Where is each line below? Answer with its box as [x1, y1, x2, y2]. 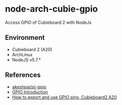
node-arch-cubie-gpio [5, 3, 98, 15]
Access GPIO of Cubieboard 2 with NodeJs [5, 19, 92, 25]
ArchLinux [12, 52, 33, 57]
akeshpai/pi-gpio [12, 84, 47, 89]
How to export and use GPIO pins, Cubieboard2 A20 [12, 94, 117, 100]
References [5, 71, 41, 79]
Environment [5, 34, 45, 42]
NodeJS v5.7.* [12, 57, 41, 63]
